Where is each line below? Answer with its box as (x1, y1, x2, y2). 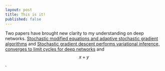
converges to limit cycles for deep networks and (5, 46, 105, 52)
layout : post (5, 7, 32, 12)
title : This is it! (5, 12, 46, 17)
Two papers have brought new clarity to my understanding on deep (5, 30, 144, 36)
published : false (5, 16, 41, 21)
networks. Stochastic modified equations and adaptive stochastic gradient (5, 35, 158, 41)
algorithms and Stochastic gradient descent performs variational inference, (5, 41, 160, 47)
